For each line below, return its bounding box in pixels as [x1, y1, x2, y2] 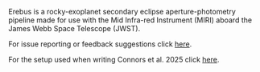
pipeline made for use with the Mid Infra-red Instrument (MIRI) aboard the [8, 15, 252, 25]
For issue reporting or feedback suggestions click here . [8, 39, 192, 49]
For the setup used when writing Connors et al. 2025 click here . [8, 55, 220, 64]
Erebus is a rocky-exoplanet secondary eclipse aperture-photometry [8, 7, 236, 16]
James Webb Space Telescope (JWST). [8, 24, 141, 33]
